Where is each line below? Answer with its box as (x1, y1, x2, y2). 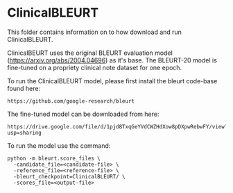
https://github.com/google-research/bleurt (7, 97, 135, 105)
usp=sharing (7, 129, 42, 136)
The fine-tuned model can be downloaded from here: (7, 110, 159, 118)
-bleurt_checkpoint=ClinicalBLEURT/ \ (13, 173, 126, 180)
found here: (7, 84, 40, 92)
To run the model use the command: (7, 141, 111, 150)
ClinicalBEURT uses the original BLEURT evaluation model (7, 49, 173, 57)
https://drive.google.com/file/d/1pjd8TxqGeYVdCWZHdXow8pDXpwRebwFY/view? (7, 123, 228, 130)
